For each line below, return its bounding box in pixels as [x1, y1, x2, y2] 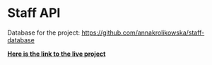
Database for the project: [7, 28, 81, 37]
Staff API [7, 5, 61, 21]
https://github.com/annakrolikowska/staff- [81, 28, 205, 37]
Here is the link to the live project [7, 49, 106, 58]
